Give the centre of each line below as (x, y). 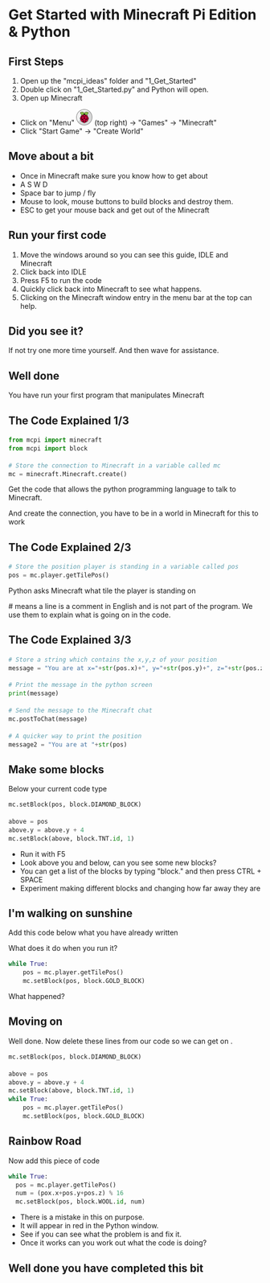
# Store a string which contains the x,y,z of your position (113, 660)
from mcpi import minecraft (55, 440)
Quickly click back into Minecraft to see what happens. (111, 289)
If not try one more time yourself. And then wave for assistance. (114, 351)
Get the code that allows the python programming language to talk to (123, 489)
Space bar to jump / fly (58, 193)
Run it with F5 (43, 853)
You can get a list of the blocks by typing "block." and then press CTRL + (141, 871)
